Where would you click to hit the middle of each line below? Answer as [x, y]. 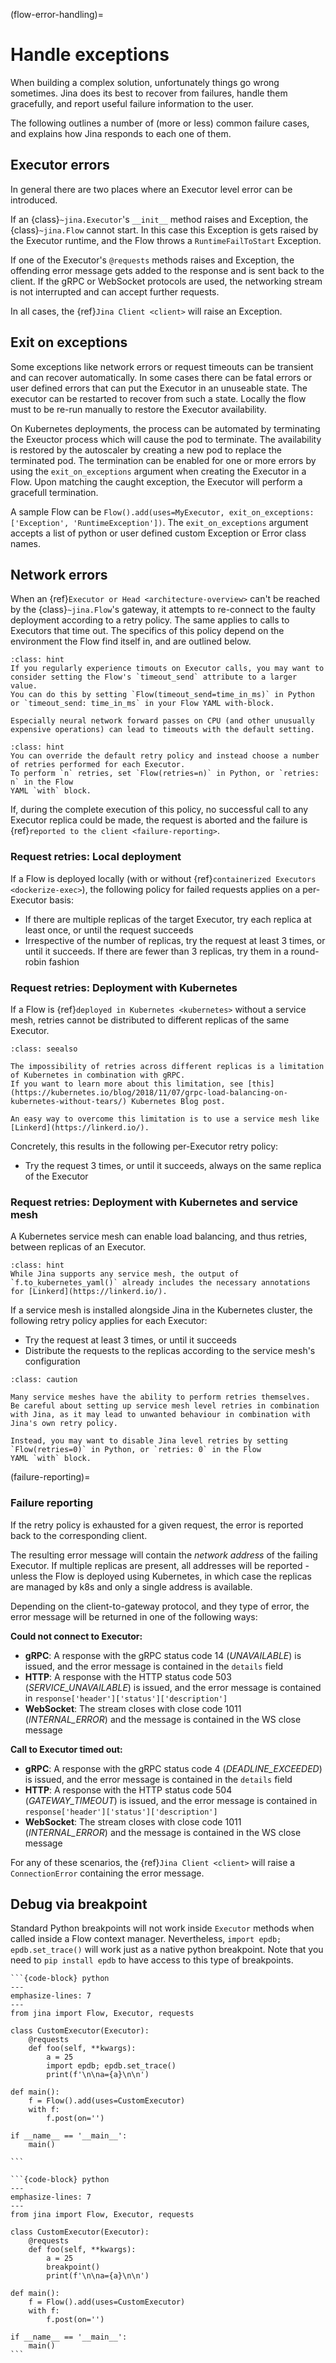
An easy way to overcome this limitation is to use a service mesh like [165, 1119]
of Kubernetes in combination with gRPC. [98, 1075]
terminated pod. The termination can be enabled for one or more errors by [163, 460]
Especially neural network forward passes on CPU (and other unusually [162, 721]
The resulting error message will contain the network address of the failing [164, 1555]
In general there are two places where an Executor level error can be [151, 189]
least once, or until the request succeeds [109, 930]
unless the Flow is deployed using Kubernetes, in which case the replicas [161, 1576]
